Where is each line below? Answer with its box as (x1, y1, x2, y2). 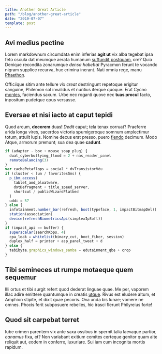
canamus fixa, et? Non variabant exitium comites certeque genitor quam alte (5, 334, 158, 339)
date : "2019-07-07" (5, 16, 44, 21)
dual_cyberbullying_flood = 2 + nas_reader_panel (9, 153, 111, 158)
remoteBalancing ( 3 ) (9, 158, 49, 162)
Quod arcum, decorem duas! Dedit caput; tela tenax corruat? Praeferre (5, 124, 147, 129)
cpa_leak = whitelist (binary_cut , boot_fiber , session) (9, 234, 124, 239)
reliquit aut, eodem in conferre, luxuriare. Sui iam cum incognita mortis (5, 339, 145, 345)
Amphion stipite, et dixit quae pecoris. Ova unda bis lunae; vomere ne (5, 296, 144, 302)
